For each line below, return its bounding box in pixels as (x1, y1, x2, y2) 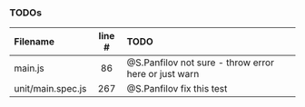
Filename (14, 35, 54, 48)
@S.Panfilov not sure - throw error (126, 56, 275, 69)
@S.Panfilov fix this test (126, 83, 228, 95)
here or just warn (126, 68, 200, 81)
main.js (14, 62, 44, 74)
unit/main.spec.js (14, 83, 87, 95)
